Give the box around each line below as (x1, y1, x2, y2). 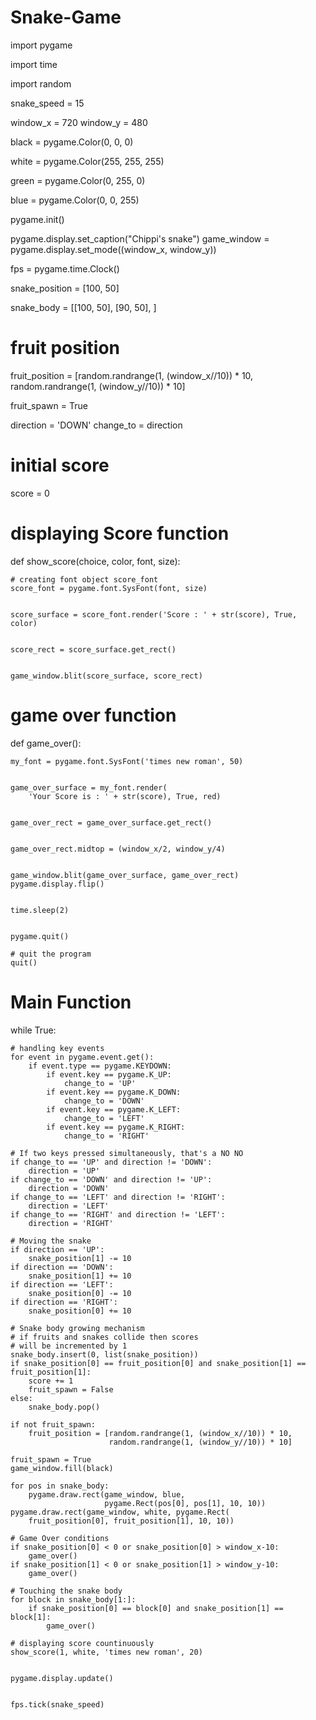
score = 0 (10, 487, 50, 499)
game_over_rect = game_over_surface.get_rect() (10, 817, 213, 828)
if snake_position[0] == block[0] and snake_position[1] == (28, 1603, 284, 1613)
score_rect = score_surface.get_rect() (10, 644, 177, 655)
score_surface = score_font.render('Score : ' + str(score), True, (10, 609, 298, 620)
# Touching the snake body (10, 1586, 123, 1596)
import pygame (10, 39, 73, 51)
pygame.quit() (10, 931, 70, 941)
